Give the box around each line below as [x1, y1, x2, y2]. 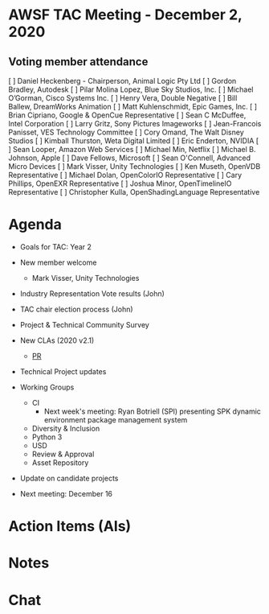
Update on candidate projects [19, 473, 119, 483]
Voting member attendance [8, 55, 149, 68]
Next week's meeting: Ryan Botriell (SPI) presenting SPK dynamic [43, 406, 261, 416]
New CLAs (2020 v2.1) [19, 336, 95, 345]
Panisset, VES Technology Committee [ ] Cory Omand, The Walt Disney [8, 127, 245, 137]
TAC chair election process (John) [19, 304, 134, 314]
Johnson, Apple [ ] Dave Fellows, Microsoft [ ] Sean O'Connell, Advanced [8, 153, 251, 163]
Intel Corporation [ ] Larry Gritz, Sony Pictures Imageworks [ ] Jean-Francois [8, 119, 262, 128]
